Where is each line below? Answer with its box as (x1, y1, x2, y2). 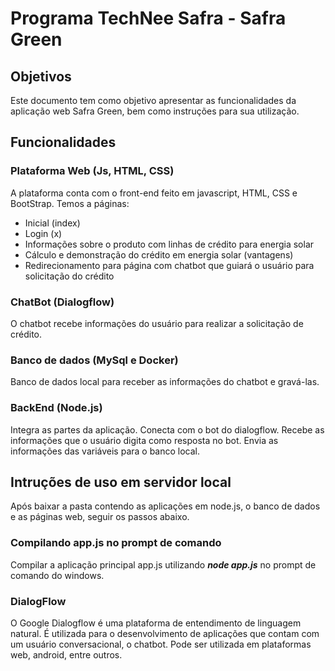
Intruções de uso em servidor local (10, 473, 232, 491)
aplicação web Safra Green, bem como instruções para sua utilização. (10, 105, 300, 117)
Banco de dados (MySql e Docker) (10, 353, 179, 367)
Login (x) (24, 227, 63, 239)
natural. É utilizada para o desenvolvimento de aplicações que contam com (10, 627, 320, 639)
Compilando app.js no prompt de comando (10, 536, 222, 550)
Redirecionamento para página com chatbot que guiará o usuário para (24, 259, 315, 271)
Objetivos (10, 68, 72, 85)
